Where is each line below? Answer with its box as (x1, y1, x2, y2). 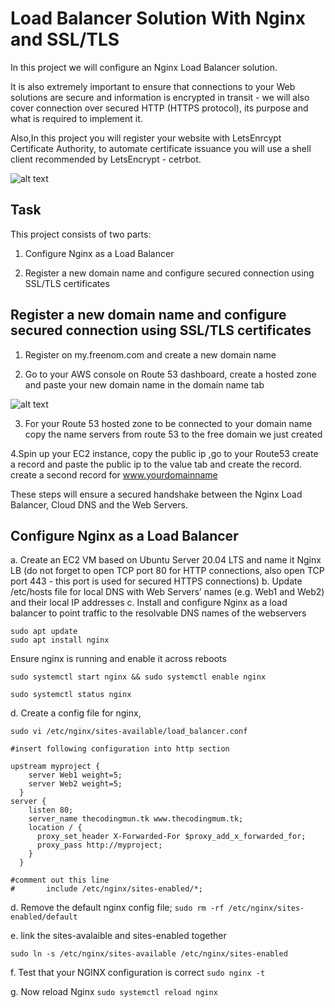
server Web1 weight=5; (28, 770, 123, 781)
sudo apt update (10, 627, 78, 637)
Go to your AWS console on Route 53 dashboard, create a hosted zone (24, 368, 317, 380)
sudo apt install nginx (10, 635, 110, 646)
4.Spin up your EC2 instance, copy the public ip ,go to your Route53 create (10, 447, 319, 459)
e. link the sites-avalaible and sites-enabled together (10, 930, 227, 942)
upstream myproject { (10, 762, 101, 772)
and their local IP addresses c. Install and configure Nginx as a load (10, 597, 288, 609)
